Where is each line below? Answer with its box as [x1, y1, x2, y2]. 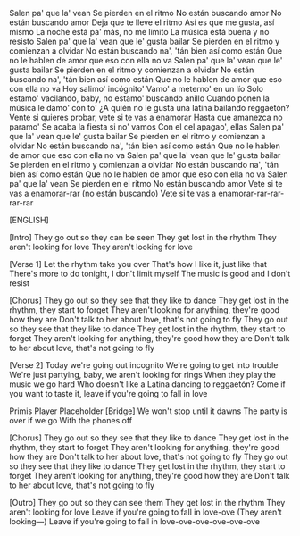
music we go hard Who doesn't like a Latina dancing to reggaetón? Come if [9, 379, 286, 389]
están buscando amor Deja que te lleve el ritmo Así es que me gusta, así [9, 17, 275, 28]
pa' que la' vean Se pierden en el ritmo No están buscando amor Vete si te [9, 179, 283, 188]
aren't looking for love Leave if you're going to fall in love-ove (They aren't [9, 507, 283, 517]
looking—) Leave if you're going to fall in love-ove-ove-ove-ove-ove [9, 516, 261, 526]
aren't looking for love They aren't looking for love [9, 241, 194, 252]
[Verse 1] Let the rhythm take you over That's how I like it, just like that [9, 259, 268, 269]
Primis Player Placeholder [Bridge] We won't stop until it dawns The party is [9, 406, 288, 416]
